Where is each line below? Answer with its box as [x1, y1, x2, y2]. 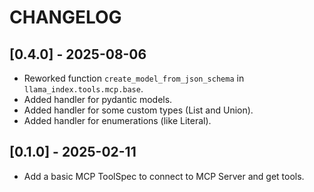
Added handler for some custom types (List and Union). [23, 104, 254, 116]
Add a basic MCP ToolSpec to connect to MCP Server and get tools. [23, 170, 305, 182]
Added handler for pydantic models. [23, 94, 173, 105]
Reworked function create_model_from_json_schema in [23, 72, 245, 84]
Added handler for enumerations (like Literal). [23, 115, 212, 126]
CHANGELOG [9, 6, 122, 29]
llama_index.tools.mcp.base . [23, 83, 144, 95]
